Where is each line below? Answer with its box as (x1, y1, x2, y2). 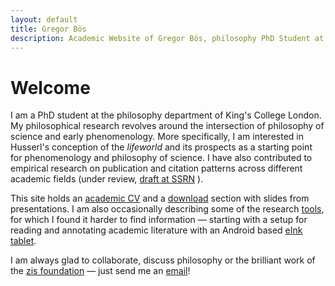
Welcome (10, 76, 91, 99)
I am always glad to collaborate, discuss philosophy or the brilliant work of (10, 254, 316, 266)
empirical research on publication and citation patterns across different (10, 162, 303, 175)
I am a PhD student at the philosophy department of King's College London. (10, 109, 322, 121)
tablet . (10, 235, 37, 247)
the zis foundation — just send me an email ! (10, 265, 191, 277)
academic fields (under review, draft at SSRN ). (10, 173, 204, 185)
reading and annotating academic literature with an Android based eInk (10, 224, 303, 236)
